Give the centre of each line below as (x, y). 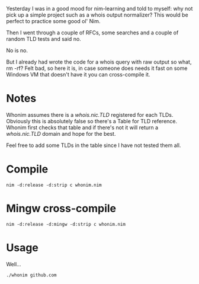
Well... (14, 264)
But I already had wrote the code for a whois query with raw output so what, (99, 62)
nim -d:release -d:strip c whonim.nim (54, 185)
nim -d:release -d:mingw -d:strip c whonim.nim (66, 224)
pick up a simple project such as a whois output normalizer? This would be (97, 15)
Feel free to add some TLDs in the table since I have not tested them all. (94, 145)
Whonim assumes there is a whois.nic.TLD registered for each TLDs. (90, 114)
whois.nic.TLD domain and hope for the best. (61, 133)
